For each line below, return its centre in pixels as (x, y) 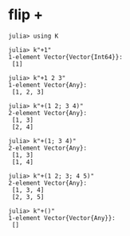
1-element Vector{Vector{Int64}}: (66, 57)
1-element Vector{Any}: (48, 85)
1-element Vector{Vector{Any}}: (62, 218)
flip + (26, 15)
